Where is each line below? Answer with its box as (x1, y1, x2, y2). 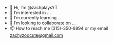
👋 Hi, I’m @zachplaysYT (9, 5, 58, 10)
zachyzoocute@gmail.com (9, 32, 63, 38)
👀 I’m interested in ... (9, 10, 51, 15)
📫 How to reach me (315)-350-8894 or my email (9, 26, 109, 31)
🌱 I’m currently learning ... (9, 15, 62, 20)
